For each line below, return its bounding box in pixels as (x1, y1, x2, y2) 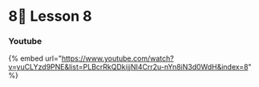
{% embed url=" (8, 53, 63, 63)
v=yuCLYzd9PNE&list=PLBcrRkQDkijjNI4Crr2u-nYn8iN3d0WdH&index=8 (8, 62, 249, 72)
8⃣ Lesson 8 (8, 7, 92, 26)
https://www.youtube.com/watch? (61, 53, 174, 63)
